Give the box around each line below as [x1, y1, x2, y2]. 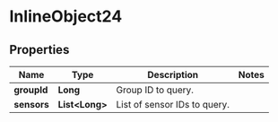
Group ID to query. [116, 83, 195, 96]
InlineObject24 [9, 6, 123, 27]
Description [147, 69, 199, 81]
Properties [9, 42, 70, 57]
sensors [13, 99, 49, 110]
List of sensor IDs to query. [116, 99, 230, 110]
